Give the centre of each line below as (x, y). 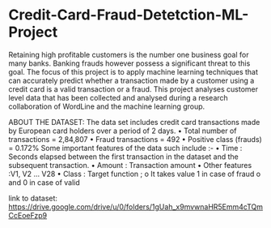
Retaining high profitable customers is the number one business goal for (129, 54)
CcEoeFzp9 (28, 215)
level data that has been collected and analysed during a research (118, 97)
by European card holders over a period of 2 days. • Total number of (123, 131)
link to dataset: (33, 198)
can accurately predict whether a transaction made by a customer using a (131, 80)
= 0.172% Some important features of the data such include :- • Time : (125, 148)
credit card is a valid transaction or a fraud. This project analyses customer (133, 89)
